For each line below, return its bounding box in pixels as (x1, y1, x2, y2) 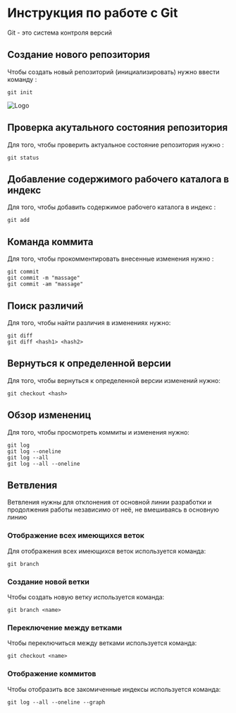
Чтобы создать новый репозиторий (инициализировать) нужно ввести (7, 67, 220, 76)
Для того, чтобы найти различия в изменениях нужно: (7, 319, 171, 326)
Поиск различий (7, 300, 84, 312)
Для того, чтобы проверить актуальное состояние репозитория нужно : (7, 140, 224, 149)
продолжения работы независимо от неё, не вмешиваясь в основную (7, 505, 220, 514)
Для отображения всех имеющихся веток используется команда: (7, 546, 206, 555)
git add (7, 217, 30, 224)
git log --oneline (7, 447, 61, 455)
